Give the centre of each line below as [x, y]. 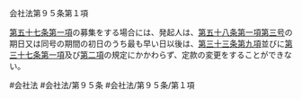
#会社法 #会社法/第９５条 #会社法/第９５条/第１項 [102, 85]
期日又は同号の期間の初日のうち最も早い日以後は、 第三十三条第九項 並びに [147, 44]
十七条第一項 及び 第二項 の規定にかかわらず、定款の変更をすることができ [151, 55]
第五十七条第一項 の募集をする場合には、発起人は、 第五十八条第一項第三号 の [151, 32]
